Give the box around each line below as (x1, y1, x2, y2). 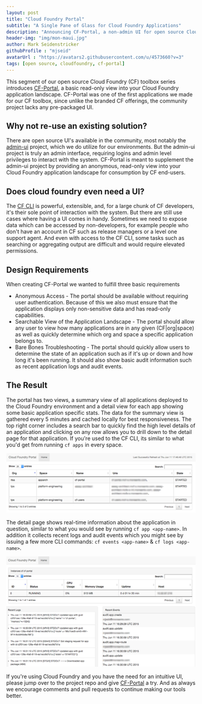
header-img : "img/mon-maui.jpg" (6, 35, 87, 42)
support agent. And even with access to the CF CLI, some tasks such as (6, 234, 185, 242)
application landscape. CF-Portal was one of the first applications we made (6, 90, 193, 98)
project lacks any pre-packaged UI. (6, 103, 94, 111)
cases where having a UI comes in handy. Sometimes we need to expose (6, 215, 188, 222)
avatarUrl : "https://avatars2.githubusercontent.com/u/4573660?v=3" (6, 54, 185, 60)
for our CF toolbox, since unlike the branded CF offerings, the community (6, 97, 188, 104)
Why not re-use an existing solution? (6, 121, 147, 131)
